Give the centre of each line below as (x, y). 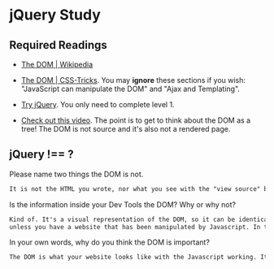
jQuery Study (55, 15)
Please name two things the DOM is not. (76, 174)
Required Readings (59, 45)
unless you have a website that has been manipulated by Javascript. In (135, 227)
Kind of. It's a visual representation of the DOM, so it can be (122, 219)
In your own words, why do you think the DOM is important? (110, 242)
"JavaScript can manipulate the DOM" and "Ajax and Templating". (130, 89)
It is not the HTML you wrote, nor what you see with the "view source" (135, 189)
